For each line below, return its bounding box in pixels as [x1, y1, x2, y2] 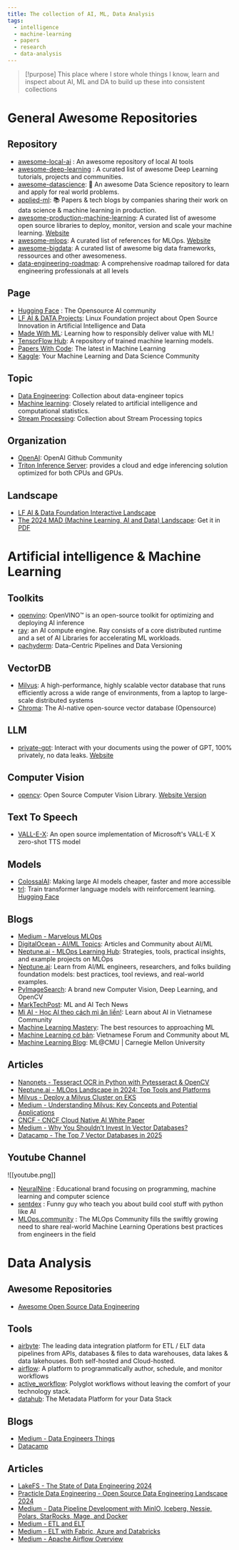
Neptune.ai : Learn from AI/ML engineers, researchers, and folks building [17, 963, 231, 971]
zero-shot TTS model [17, 838, 81, 846]
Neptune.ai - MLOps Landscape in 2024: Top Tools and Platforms [17, 1085, 211, 1094]
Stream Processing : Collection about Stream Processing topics [17, 414, 203, 422]
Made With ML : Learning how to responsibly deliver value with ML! [17, 329, 214, 338]
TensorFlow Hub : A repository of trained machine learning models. [17, 336, 214, 345]
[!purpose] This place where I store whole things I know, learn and [24, 69, 220, 78]
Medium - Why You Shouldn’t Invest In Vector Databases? [17, 1123, 188, 1132]
